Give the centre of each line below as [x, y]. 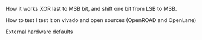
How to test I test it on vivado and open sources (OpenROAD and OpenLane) [101, 20]
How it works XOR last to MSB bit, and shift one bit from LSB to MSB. [91, 9]
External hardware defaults [39, 32]
